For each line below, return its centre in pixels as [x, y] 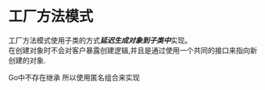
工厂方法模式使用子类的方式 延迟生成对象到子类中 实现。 [100, 40]
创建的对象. [27, 60]
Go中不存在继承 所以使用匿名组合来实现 [74, 77]
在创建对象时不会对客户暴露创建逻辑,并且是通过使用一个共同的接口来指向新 [133, 50]
